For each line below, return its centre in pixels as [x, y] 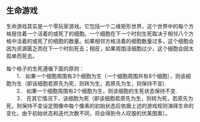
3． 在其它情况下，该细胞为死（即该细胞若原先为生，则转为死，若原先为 [105, 98]
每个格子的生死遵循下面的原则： [45, 68]
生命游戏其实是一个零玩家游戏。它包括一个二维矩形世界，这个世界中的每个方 [100, 26]
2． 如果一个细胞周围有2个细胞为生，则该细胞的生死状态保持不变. [97, 90]
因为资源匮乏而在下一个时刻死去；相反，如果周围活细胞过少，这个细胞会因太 [100, 48]
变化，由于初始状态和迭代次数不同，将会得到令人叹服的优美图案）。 [88, 113]
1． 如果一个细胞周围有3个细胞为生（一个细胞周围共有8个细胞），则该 [101, 76]
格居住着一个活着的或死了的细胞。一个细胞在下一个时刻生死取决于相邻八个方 [100, 33]
